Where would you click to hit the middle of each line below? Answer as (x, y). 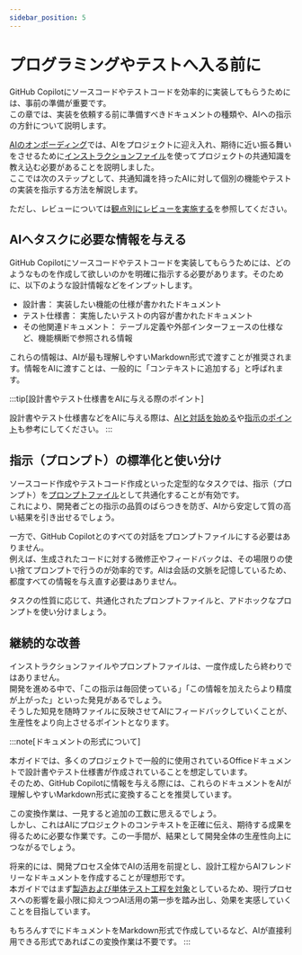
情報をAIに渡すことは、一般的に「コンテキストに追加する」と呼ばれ (150, 369)
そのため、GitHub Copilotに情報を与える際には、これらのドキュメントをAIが (151, 783)
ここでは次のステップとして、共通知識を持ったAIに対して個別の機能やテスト (151, 178)
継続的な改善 (45, 643)
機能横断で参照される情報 (85, 338)
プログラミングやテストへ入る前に (136, 65)
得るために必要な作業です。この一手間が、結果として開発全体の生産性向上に (151, 836)
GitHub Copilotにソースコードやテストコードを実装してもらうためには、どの (150, 263)
